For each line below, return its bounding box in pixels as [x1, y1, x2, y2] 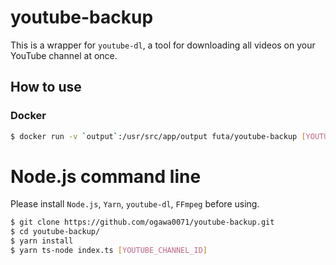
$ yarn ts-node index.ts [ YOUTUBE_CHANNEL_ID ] [10, 246, 208, 256]
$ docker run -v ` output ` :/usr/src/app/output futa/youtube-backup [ [10, 131, 307, 141]
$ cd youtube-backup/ [10, 227, 101, 237]
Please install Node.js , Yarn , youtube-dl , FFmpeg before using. [10, 198, 260, 210]
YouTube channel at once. [10, 49, 118, 61]
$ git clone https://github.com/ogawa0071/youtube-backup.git [10, 217, 275, 228]
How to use [10, 79, 82, 96]
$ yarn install [10, 236, 74, 246]
